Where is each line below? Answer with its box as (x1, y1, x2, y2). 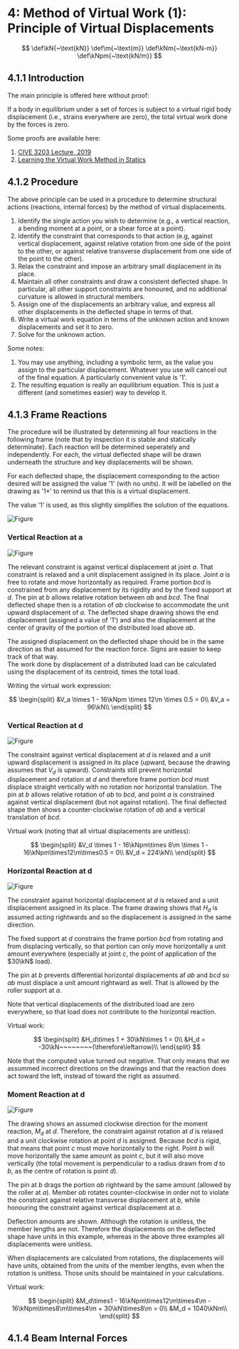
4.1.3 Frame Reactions (7, 408, 107, 420)
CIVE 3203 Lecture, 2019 (17, 148, 92, 156)
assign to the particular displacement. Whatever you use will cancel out (17, 365, 228, 374)
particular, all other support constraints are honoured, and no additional (17, 284, 228, 293)
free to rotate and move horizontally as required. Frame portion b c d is (7, 577, 211, 586)
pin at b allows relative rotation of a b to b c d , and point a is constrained (7, 790, 215, 799)
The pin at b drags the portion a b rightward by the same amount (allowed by (7, 1180, 231, 1189)
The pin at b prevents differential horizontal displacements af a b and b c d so (7, 971, 230, 979)
